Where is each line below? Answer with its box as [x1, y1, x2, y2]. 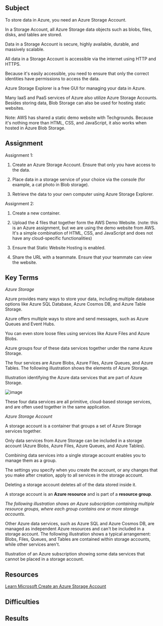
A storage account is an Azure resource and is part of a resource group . [5, 491, 153, 497]
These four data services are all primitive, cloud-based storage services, [5, 399, 152, 405]
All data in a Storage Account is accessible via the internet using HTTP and [5, 56, 157, 62]
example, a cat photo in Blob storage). [12, 181, 89, 188]
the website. [12, 259, 38, 265]
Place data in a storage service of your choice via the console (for [12, 176, 145, 182]
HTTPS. [5, 61, 21, 67]
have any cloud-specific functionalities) [12, 235, 92, 241]
